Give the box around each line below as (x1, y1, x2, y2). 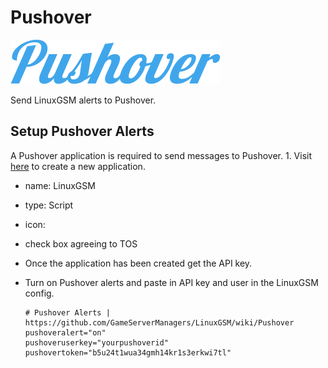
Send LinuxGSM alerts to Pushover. (10, 94, 157, 106)
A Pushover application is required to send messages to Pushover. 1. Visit (10, 149, 313, 161)
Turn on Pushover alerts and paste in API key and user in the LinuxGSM (24, 276, 319, 288)
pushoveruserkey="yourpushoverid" (24, 337, 169, 348)
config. (24, 287, 55, 299)
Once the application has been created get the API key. (24, 257, 253, 269)
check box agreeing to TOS (24, 237, 138, 250)
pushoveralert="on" (24, 327, 107, 338)
